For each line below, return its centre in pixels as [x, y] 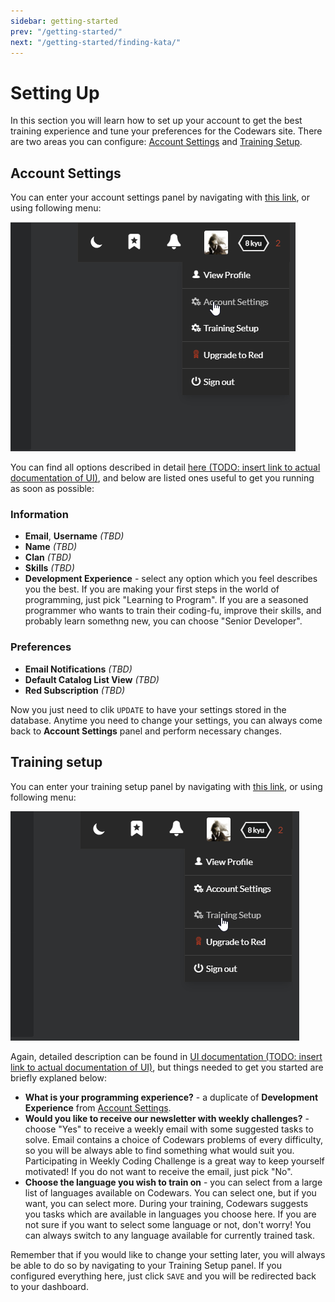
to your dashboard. [49, 1286]
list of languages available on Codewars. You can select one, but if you [170, 1192]
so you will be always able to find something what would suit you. [159, 1150]
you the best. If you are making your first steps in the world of [152, 589]
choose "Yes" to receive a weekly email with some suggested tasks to [169, 1129]
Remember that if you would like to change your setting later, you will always [168, 1254]
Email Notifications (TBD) [78, 669]
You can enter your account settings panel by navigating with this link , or [160, 197]
